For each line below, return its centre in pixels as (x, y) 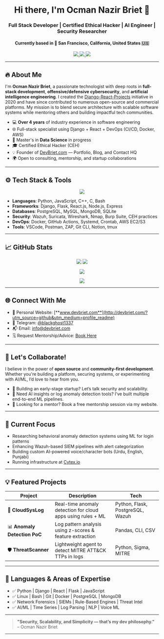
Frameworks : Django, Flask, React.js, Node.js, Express (67, 206)
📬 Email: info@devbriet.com (41, 328)
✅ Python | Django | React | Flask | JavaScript (58, 591)
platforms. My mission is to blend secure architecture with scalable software (82, 107)
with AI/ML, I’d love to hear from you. (42, 379)
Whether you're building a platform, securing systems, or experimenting (77, 374)
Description (82, 496)
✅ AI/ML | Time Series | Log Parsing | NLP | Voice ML (66, 607)
